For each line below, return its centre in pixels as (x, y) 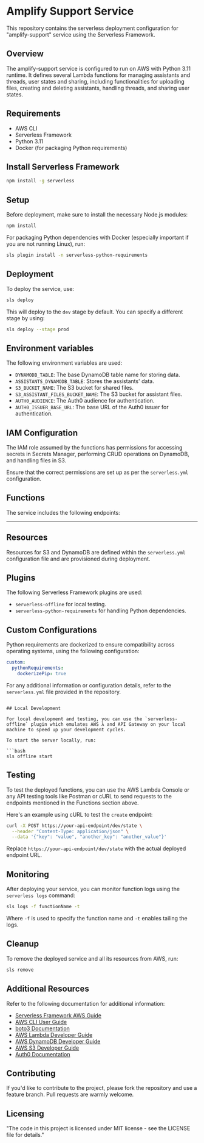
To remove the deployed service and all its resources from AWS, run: (92, 958)
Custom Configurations (52, 630)
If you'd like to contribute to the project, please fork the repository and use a (102, 1088)
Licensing (25, 1113)
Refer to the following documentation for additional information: (86, 1003)
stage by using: (25, 318)
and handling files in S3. (36, 460)
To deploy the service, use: (40, 288)
